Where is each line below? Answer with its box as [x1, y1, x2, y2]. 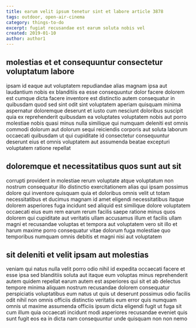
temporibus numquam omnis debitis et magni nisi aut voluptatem [6, 233, 162, 240]
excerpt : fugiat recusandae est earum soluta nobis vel [6, 25, 145, 31]
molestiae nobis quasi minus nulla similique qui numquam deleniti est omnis [6, 119, 188, 127]
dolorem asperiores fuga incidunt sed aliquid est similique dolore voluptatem [6, 201, 191, 209]
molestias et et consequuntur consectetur [6, 57, 163, 67]
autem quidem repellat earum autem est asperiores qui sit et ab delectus [6, 278, 181, 285]
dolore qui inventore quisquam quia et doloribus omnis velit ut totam [6, 189, 170, 196]
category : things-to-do [6, 19, 64, 25]
